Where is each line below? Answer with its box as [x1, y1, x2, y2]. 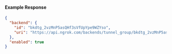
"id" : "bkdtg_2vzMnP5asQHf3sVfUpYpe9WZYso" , [14, 25, 111, 30]
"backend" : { [9, 21, 37, 26]
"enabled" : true [9, 39, 44, 45]
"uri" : [14, 30, 28, 35]
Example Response [5, 4, 47, 10]
